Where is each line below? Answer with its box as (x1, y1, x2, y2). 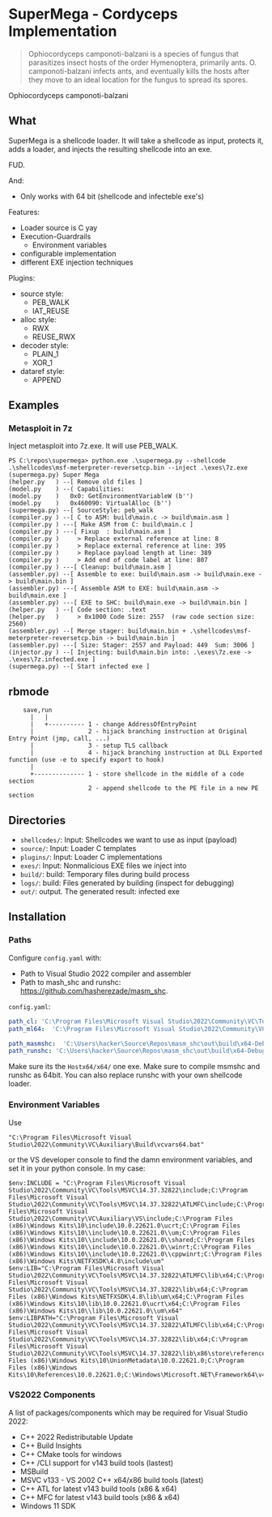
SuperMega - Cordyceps (8, 5, 178, 24)
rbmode (8, 685, 49, 698)
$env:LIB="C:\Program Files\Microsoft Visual (8, 1264, 164, 1272)
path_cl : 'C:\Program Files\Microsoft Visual (8, 1017, 164, 1025)
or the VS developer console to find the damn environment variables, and (8, 1154, 253, 1164)
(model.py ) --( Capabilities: (8, 485, 125, 493)
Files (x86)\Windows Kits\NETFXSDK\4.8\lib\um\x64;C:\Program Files (8, 1292, 244, 1300)
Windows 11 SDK (19, 1501, 76, 1511)
